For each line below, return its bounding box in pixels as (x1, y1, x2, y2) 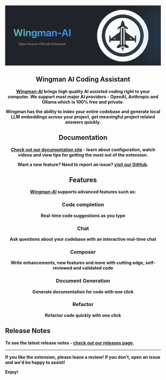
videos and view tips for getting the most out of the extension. (18, 152, 148, 158)
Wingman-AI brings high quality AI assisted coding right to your (16, 88, 150, 94)
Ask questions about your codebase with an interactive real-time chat (9, 236, 157, 242)
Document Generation (56, 277, 110, 284)
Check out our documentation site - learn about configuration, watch (10, 147, 156, 153)
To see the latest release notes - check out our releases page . (5, 340, 134, 346)
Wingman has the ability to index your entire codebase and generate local (5, 109, 161, 114)
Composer (70, 248, 96, 255)
